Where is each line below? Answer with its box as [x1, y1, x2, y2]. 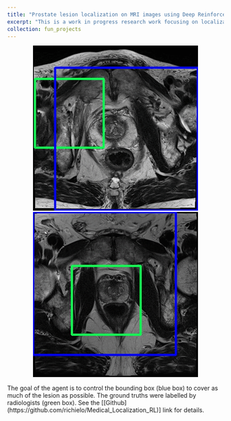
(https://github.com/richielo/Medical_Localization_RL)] [7, 406, 162, 414]
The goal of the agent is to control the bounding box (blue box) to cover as [7, 384, 219, 392]
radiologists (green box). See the [7, 399, 100, 407]
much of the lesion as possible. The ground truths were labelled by [7, 391, 197, 400]
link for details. [162, 406, 205, 414]
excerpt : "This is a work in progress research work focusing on [7, 18, 198, 25]
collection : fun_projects [7, 25, 81, 32]
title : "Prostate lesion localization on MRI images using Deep [7, 11, 195, 18]
